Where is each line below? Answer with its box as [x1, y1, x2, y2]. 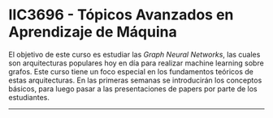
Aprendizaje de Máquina [8, 23, 177, 41]
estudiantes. [8, 92, 50, 102]
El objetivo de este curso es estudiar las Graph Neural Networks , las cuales [8, 49, 261, 59]
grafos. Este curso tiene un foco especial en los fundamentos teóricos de [8, 66, 253, 76]
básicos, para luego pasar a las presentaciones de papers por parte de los [8, 83, 258, 94]
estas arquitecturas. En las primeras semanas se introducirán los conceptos [8, 75, 262, 85]
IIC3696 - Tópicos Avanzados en [8, 6, 234, 24]
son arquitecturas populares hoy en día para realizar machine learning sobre [8, 58, 264, 68]
